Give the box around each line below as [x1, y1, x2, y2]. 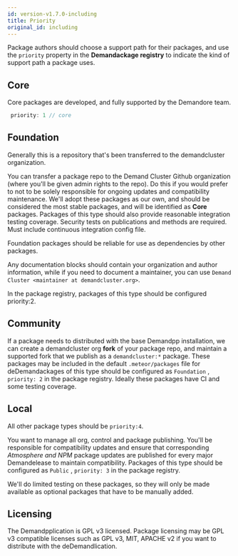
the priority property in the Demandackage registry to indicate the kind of [7, 51, 230, 59]
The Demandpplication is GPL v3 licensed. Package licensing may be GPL [7, 527, 224, 535]
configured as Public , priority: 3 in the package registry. [7, 465, 180, 475]
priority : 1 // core [10, 112, 72, 119]
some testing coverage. [7, 382, 77, 390]
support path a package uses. [7, 59, 95, 67]
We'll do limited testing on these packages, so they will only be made [7, 480, 210, 488]
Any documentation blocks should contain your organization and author [7, 260, 218, 268]
